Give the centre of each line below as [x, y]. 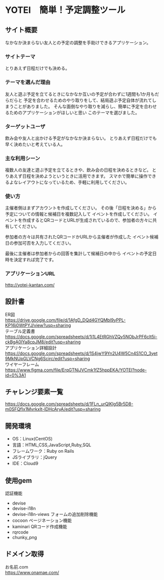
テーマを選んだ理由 [28, 82]
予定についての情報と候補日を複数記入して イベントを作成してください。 [79, 214]
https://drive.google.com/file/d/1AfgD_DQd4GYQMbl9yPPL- [66, 320]
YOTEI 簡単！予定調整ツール [65, 10]
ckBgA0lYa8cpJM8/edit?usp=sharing [43, 342]
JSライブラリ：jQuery [35, 457]
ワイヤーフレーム [22, 364]
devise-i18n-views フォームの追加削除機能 [55, 514]
